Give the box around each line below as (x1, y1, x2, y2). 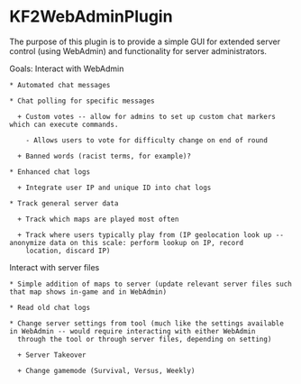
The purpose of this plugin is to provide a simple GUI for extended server (9, 36, 281, 47)
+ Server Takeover (17, 350, 87, 360)
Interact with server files (9, 261, 100, 272)
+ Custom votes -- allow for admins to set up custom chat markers (17, 112, 277, 121)
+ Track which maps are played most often (17, 215, 179, 224)
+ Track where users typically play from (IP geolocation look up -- (17, 230, 284, 240)
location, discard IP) (25, 246, 111, 255)
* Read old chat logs (9, 303, 91, 312)
